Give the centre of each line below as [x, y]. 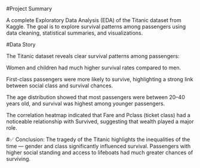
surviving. [19, 159]
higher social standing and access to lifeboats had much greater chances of [100, 152]
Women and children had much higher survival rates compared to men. [94, 68]
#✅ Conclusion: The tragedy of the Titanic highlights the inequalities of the [98, 139]
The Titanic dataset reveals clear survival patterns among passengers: [93, 56]
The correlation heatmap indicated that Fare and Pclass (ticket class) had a [99, 115]
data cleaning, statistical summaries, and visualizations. [75, 33]
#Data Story [21, 45]
